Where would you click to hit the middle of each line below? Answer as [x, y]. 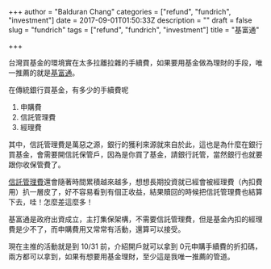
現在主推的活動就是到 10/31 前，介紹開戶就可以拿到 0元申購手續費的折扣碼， [135, 246]
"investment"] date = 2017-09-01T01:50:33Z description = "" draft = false [130, 20]
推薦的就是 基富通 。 [47, 73]
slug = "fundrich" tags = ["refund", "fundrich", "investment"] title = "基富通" [134, 30]
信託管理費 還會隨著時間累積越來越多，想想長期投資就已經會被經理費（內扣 [132, 182]
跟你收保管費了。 [37, 164]
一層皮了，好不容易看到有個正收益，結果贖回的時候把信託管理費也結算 [146, 192]
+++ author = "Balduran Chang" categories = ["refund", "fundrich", [120, 12]
